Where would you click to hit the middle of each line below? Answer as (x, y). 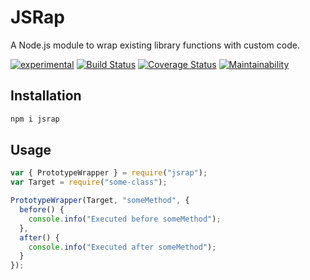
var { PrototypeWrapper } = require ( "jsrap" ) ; (109, 173)
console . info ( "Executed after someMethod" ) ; (122, 247)
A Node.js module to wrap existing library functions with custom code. (155, 45)
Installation (46, 96)
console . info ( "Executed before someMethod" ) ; (125, 219)
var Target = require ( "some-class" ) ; (89, 182)
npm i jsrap (35, 119)
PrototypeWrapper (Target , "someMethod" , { (100, 201)
